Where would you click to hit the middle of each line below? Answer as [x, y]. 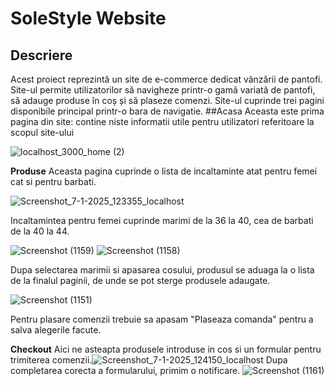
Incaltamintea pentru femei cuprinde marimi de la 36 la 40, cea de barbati [162, 220]
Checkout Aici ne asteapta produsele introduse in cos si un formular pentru [166, 349]
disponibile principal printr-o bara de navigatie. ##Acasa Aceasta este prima [167, 111]
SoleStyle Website [88, 18]
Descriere [41, 55]
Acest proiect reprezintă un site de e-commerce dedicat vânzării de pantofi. [166, 79]
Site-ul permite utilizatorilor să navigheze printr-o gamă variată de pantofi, [163, 90]
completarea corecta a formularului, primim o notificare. [125, 370]
